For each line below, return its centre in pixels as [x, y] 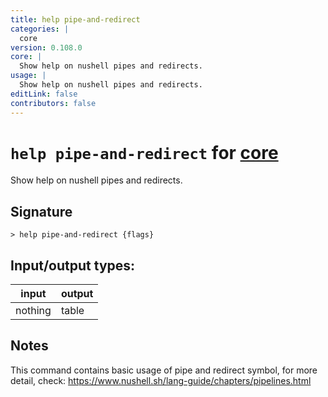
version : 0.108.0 [46, 47]
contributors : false [53, 103]
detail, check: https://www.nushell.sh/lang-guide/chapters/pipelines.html [161, 380]
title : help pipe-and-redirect [75, 19]
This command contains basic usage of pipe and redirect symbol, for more [164, 370]
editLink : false [44, 94]
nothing [33, 311]
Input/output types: [73, 265]
